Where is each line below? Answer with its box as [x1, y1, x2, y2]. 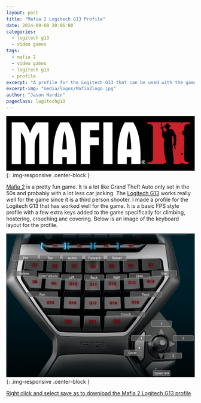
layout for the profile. [6, 222, 58, 229]
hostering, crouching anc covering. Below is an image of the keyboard [6, 215, 179, 222]
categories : [6, 29, 36, 35]
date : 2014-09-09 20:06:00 [6, 22, 74, 28]
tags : [6, 48, 20, 54]
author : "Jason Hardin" [6, 92, 66, 98]
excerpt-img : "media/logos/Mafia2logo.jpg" [6, 86, 117, 92]
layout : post [6, 10, 39, 16]
